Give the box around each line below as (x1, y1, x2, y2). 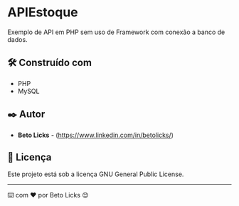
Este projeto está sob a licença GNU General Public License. (7, 170, 184, 178)
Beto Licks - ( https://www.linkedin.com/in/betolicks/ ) (17, 131, 174, 139)
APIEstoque (7, 4, 78, 21)
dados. (7, 35, 28, 43)
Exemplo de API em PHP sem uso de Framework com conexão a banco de (7, 28, 225, 36)
